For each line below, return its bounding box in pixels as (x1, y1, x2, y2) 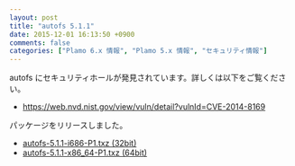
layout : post (9, 13, 59, 22)
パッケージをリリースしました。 (9, 120, 128, 131)
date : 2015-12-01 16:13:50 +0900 (9, 30, 135, 39)
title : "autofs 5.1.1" (9, 22, 95, 31)
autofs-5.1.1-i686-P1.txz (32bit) (22, 138, 137, 149)
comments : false (9, 38, 70, 48)
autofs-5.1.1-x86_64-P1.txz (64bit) (22, 147, 147, 158)
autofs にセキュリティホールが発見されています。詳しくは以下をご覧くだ (9, 73, 279, 83)
